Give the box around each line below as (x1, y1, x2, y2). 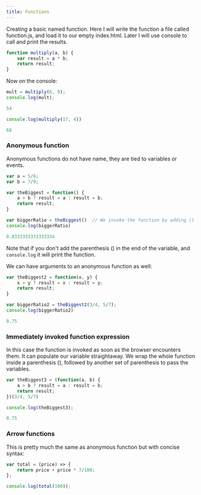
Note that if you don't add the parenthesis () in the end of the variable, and (6, 244, 190, 251)
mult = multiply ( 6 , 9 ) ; (6, 89, 66, 95)
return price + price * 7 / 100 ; (17, 467, 95, 473)
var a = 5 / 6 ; (6, 173, 39, 179)
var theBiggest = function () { (6, 189, 85, 195)
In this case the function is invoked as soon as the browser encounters (6, 346, 181, 354)
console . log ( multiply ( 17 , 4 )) (6, 116, 82, 122)
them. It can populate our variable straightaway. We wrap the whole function (6, 352, 196, 360)
